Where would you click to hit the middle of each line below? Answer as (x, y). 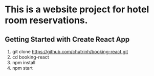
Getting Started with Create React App (67, 39)
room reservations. (46, 20)
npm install (24, 62)
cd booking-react (30, 57)
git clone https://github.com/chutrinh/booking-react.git (70, 52)
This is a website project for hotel (77, 9)
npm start (22, 68)
